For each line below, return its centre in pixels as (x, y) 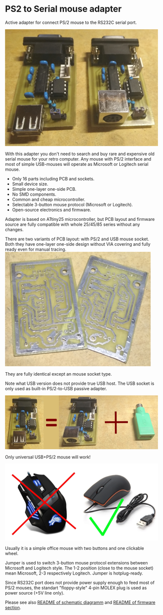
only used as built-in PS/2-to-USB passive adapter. (56, 389)
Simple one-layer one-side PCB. (44, 189)
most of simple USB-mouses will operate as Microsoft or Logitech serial (77, 164)
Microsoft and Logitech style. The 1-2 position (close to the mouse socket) (79, 568)
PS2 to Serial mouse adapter (64, 9)
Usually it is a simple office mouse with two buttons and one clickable (74, 548)
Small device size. (30, 184)
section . (13, 608)
